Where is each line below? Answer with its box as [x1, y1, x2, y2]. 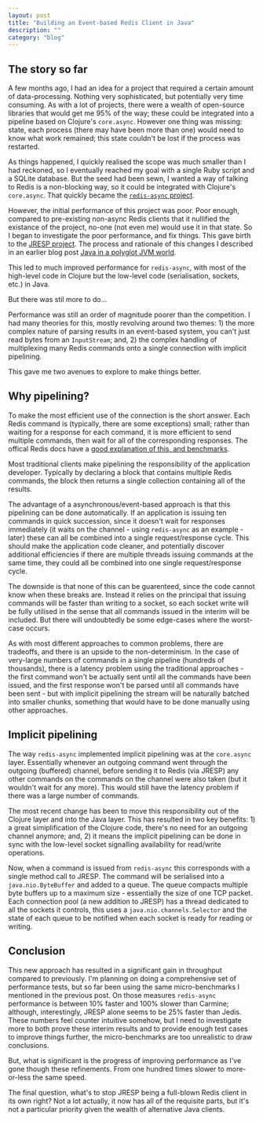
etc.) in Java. [8, 280, 50, 289]
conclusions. [8, 1040, 49, 1050]
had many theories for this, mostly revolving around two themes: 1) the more [8, 318, 255, 328]
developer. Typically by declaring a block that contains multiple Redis [8, 467, 232, 476]
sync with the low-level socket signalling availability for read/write [8, 839, 221, 849]
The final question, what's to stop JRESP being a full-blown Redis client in [8, 1087, 247, 1097]
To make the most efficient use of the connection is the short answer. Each [8, 410, 250, 420]
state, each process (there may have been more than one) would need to [8, 125, 244, 134]
